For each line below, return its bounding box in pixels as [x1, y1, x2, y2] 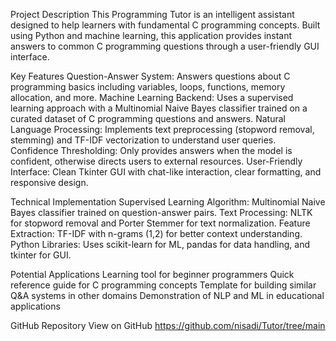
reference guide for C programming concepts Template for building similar [10, 279, 317, 291]
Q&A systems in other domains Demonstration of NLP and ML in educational [10, 290, 325, 301]
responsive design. [10, 177, 89, 188]
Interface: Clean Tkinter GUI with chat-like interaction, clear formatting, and [10, 166, 322, 178]
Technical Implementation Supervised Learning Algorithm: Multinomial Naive [10, 196, 326, 208]
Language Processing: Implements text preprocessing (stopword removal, [10, 124, 315, 135]
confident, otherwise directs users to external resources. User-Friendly [10, 155, 303, 167]
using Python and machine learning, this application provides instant [10, 30, 293, 41]
